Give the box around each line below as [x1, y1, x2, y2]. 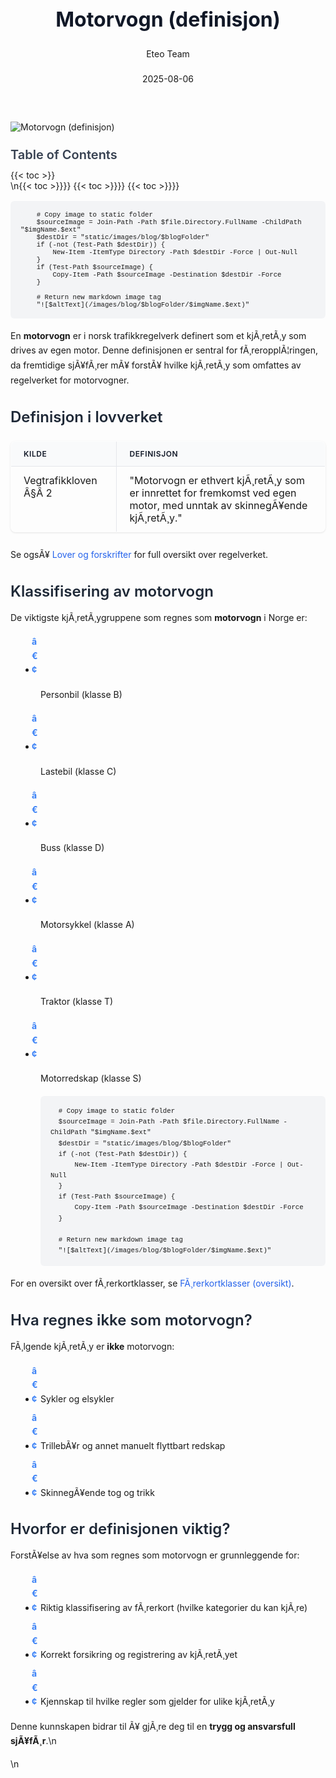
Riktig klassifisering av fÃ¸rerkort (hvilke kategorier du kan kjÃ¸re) [40, 1601, 308, 1613]
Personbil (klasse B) [40, 688, 123, 700]
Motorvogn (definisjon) [55, 7, 281, 32]
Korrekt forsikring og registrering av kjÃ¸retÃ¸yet [40, 1649, 238, 1661]
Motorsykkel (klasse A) [40, 919, 135, 931]
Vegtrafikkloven [23, 473, 98, 487]
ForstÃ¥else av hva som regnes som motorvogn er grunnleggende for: [10, 1549, 300, 1561]
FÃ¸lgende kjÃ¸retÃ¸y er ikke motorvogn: [10, 1340, 175, 1352]
